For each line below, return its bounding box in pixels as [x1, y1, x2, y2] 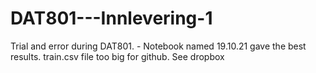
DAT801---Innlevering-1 [10, 7, 213, 30]
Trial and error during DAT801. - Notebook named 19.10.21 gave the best [10, 40, 307, 52]
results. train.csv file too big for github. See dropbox [10, 50, 225, 62]
